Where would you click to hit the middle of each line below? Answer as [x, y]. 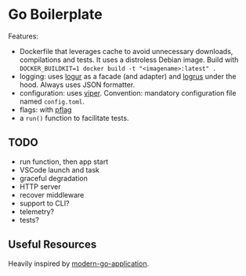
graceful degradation [53, 178]
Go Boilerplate [56, 15]
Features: [24, 36]
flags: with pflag [45, 109]
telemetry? [37, 211]
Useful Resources [52, 245]
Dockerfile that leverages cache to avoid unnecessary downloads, [126, 51]
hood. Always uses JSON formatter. [77, 85]
